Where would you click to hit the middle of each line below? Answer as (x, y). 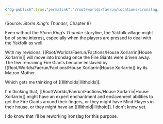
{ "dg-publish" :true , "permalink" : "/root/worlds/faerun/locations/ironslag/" (83, 9)
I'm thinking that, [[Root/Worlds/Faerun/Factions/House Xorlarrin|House (77, 91)
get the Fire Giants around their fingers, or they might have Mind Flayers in (79, 101)
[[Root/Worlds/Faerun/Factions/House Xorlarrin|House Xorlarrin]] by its (76, 68)
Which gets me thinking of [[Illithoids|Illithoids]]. (53, 82)
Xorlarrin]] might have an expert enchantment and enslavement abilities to (79, 96)
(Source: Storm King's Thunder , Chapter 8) (48, 23)
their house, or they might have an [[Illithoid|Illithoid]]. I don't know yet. (76, 107)
